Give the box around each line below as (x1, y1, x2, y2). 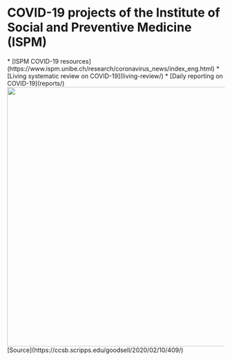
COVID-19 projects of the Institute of (7, 5, 220, 21)
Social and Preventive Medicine (7, 19, 192, 35)
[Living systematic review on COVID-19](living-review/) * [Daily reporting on (7, 71, 223, 80)
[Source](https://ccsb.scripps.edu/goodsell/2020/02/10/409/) (7, 346, 184, 354)
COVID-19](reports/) (7, 79, 65, 87)
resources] (60, 57, 92, 65)
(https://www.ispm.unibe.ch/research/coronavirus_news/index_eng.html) (7, 64, 215, 73)
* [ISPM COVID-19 (7, 57, 59, 65)
